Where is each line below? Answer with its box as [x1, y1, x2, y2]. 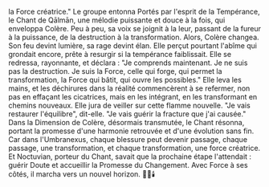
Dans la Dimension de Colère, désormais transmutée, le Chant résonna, [8, 118, 245, 127]
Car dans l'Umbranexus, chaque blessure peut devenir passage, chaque [8, 135, 247, 144]
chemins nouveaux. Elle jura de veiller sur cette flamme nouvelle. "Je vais [8, 100, 251, 110]
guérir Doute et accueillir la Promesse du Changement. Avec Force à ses [8, 161, 248, 169]
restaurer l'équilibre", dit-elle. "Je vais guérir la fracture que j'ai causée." [8, 109, 247, 119]
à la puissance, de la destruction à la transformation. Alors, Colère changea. [8, 32, 259, 42]
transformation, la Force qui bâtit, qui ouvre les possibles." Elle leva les [8, 75, 243, 84]
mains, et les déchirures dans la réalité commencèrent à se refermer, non [8, 83, 251, 93]
